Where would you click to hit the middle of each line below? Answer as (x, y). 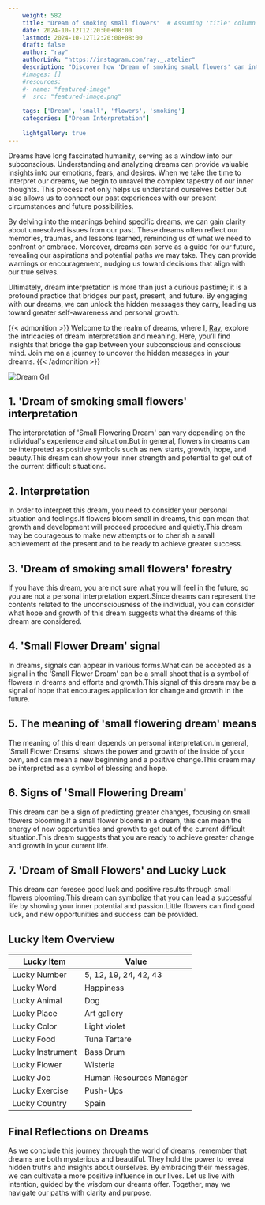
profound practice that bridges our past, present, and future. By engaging (128, 295)
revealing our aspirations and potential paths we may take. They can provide (132, 255)
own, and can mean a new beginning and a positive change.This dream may (132, 759)
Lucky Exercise (40, 1090)
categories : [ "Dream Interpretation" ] (86, 119)
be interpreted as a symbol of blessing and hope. (88, 768)
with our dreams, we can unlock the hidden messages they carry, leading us (132, 304)
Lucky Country (39, 1104)
